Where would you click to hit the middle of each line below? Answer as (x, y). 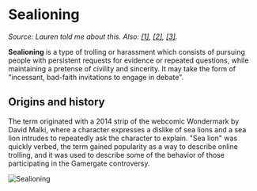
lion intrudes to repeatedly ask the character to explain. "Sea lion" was (123, 138)
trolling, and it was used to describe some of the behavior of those (117, 155)
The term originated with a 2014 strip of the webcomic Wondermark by (124, 121)
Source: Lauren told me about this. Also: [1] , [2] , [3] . (93, 36)
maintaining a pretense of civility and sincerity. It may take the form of (122, 68)
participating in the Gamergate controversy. (79, 163)
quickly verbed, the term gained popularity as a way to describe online (123, 146)
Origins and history (57, 102)
